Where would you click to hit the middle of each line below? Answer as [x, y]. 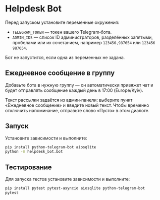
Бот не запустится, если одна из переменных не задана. [65, 57]
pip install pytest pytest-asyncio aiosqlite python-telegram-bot [75, 188]
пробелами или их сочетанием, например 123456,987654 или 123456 [84, 42]
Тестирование [28, 167]
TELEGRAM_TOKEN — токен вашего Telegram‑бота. [62, 32]
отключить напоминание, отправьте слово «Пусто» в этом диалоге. [77, 110]
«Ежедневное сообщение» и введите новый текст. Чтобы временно [77, 105]
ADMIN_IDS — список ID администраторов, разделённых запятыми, [82, 37]
